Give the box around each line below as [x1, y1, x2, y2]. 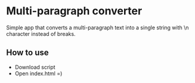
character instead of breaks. [6, 30, 76, 37]
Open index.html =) [14, 70, 63, 77]
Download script [14, 63, 55, 70]
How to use [6, 48, 49, 58]
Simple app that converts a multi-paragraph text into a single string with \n [6, 24, 189, 31]
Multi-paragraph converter [6, 4, 143, 18]
